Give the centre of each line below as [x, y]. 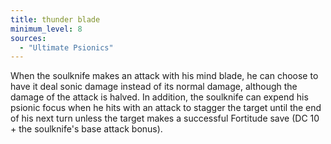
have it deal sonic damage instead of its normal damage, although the [154, 87]
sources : [28, 38]
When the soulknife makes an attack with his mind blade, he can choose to [164, 76]
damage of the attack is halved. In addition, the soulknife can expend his [159, 97]
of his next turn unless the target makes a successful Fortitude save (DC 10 [165, 118]
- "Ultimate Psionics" [66, 47]
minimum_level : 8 [46, 29]
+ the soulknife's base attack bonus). [86, 129]
